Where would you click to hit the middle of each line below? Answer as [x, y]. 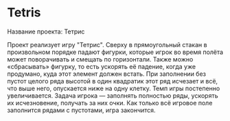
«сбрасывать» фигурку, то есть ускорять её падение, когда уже [102, 66]
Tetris [24, 13]
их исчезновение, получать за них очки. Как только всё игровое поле [110, 103]
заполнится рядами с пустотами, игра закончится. [81, 110]
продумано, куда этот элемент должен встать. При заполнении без [107, 74]
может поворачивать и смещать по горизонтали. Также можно [100, 59]
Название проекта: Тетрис [46, 31]
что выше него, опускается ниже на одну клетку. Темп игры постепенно [114, 88]
